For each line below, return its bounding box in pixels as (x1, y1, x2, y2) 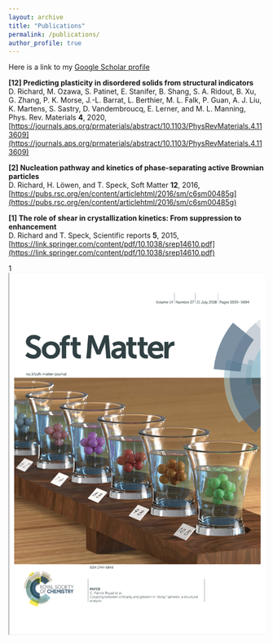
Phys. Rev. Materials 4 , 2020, (8, 112, 108, 122)
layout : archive (8, 13, 64, 21)
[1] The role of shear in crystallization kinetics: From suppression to (8, 213, 242, 223)
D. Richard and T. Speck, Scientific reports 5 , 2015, (8, 230, 179, 240)
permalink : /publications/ (8, 30, 100, 38)
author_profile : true (8, 39, 82, 47)
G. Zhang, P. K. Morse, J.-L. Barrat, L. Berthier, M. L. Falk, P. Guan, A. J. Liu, (8, 95, 262, 105)
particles (8, 172, 40, 182)
